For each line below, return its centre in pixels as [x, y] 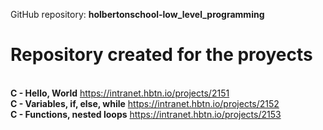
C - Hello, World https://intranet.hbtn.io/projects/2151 [120, 93]
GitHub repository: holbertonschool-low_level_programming [137, 14]
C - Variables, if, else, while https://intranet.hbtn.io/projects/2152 [145, 103]
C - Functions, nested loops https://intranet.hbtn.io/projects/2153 [146, 114]
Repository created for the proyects [161, 55]
